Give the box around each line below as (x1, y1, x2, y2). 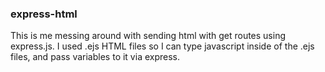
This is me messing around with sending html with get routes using (10, 30, 287, 42)
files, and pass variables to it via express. (10, 51, 181, 63)
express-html (10, 7, 78, 21)
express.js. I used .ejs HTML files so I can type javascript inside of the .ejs (10, 40, 315, 52)
